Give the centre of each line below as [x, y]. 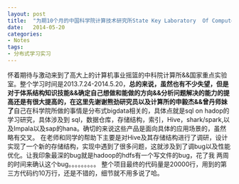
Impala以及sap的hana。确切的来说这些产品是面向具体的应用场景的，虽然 [119, 128]
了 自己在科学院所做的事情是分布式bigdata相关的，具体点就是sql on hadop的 [118, 111]
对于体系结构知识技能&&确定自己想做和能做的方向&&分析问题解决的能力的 [116, 93]
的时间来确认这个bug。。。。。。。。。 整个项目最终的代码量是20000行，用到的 [114, 164]
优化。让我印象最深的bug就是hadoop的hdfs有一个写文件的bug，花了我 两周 [118, 155]
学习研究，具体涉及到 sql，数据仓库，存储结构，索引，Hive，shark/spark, [116, 119]
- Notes [19, 41]
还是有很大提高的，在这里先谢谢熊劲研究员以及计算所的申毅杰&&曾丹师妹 [120, 101]
